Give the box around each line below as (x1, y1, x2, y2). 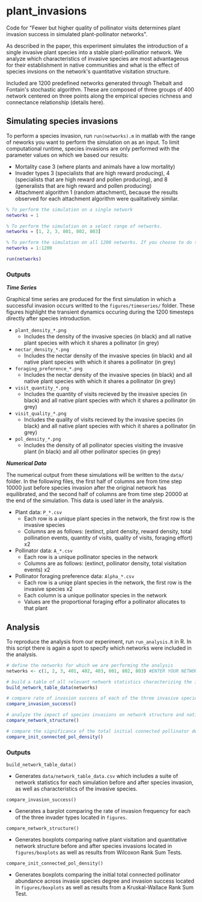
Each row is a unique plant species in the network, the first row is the (23, 515, 195, 522)
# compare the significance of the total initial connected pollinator (6, 728, 189, 734)
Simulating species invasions (6, 116, 118, 126)
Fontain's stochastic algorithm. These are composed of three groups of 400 (6, 86, 194, 93)
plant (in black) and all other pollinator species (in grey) (23, 448, 161, 455)
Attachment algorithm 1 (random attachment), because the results (14, 188, 179, 196)
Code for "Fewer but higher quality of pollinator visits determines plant (6, 24, 181, 31)
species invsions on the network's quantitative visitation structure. (6, 67, 171, 75)
